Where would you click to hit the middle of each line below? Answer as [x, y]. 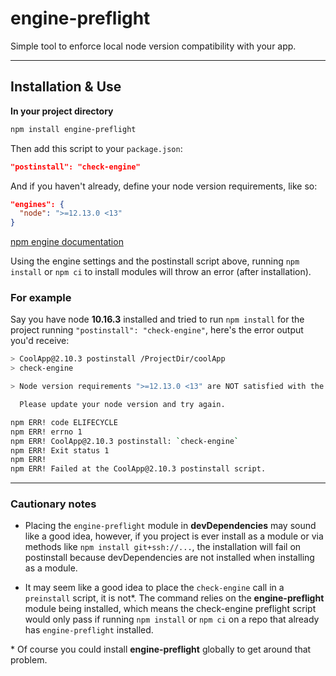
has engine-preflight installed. [89, 630]
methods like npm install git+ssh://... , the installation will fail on [163, 547]
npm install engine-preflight [73, 129]
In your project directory [62, 111]
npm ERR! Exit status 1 [60, 450]
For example [41, 298]
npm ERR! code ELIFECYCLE [64, 422]
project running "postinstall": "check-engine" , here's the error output [157, 330]
